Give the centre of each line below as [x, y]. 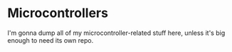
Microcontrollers [58, 13]
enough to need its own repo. [51, 40]
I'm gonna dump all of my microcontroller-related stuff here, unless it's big [116, 33]
